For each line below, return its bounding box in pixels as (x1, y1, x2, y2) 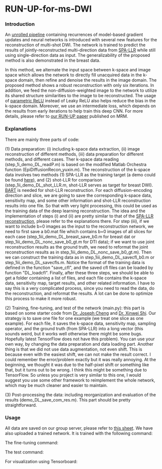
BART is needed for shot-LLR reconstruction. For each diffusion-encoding (5, 187, 152, 193)
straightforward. (5, 402, 37, 408)
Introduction (5, 21, 35, 28)
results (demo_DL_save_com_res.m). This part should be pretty (5, 397, 131, 402)
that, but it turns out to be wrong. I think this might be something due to (5, 367, 147, 372)
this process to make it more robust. (5, 295, 77, 301)
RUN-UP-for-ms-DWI (5, 3, 92, 15)
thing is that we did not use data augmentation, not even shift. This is (5, 346, 143, 352)
